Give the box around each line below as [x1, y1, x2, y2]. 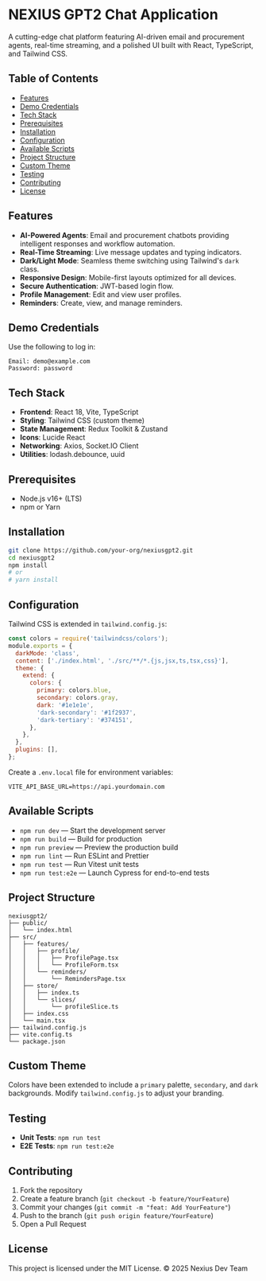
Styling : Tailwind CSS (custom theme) [19, 416, 145, 425]
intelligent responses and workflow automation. [19, 239, 175, 248]
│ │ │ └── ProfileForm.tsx [8, 961, 119, 969]
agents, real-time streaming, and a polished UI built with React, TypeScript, [8, 40, 254, 49]
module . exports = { [8, 642, 73, 650]
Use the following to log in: [8, 342, 96, 352]
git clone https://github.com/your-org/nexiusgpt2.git [8, 546, 194, 554]
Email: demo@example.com [8, 357, 91, 365]
